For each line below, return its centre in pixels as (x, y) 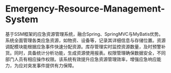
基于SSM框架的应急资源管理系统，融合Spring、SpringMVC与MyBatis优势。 (84, 34)
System (22, 19)
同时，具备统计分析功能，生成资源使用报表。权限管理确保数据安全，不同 (90, 53)
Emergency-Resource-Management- (85, 9)
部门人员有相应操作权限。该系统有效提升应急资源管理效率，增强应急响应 (81, 59)
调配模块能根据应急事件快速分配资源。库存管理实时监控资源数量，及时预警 (83, 46)
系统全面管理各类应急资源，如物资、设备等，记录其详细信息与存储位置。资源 (85, 40)
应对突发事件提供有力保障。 (48, 65)
